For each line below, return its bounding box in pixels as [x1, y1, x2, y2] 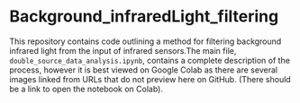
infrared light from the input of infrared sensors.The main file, [9, 45, 237, 56]
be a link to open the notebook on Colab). [9, 83, 164, 94]
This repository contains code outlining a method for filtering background [9, 36, 282, 47]
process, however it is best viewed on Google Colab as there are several [9, 64, 277, 75]
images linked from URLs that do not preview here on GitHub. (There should [9, 73, 291, 84]
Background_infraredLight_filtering [9, 6, 279, 27]
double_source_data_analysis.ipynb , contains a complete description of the [9, 55, 291, 65]
